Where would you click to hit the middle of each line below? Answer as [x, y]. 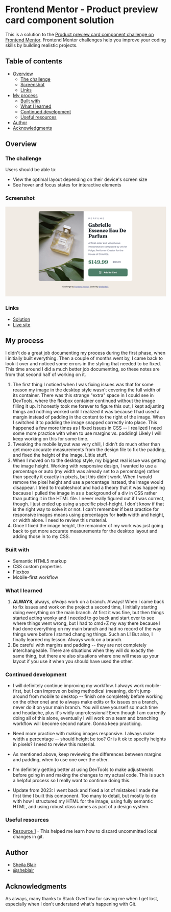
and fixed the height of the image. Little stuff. [60, 455]
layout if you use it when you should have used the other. [73, 661]
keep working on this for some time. [51, 439]
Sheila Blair [25, 865]
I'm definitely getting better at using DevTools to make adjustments [83, 769]
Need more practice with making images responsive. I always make [83, 734]
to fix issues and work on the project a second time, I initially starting [85, 607]
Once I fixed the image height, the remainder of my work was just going [88, 526]
